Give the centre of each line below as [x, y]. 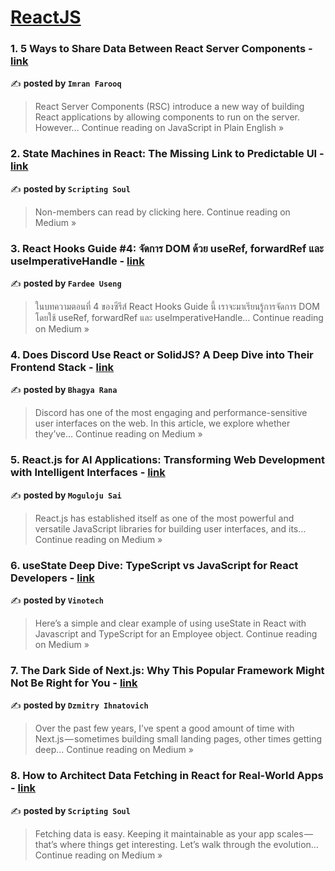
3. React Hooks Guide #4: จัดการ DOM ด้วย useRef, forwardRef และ [167, 248]
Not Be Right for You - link [74, 683]
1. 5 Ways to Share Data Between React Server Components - [161, 49]
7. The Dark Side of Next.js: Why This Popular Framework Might [167, 670]
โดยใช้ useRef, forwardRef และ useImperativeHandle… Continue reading [179, 318]
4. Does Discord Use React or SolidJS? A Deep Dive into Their [162, 354]
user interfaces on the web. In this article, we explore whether [162, 423]
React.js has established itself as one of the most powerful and [164, 518]
